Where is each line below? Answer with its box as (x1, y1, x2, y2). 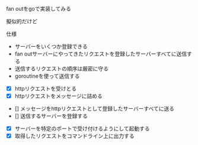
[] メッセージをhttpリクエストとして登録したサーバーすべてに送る (14, 105, 175, 112)
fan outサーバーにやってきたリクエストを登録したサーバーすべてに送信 (14, 50, 187, 57)
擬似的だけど (6, 18, 37, 25)
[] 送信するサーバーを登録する (14, 112, 88, 120)
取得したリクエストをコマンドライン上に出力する (14, 133, 135, 140)
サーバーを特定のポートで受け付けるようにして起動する (14, 125, 150, 132)
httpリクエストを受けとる (14, 85, 77, 92)
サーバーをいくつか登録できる (14, 43, 88, 50)
